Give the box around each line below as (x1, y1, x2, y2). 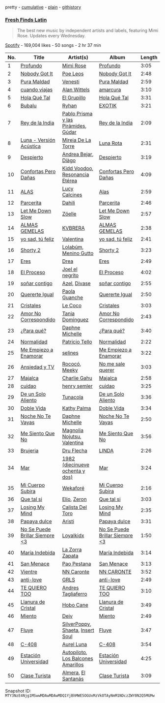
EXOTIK (99, 102, 117, 109)
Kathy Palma (62, 405, 91, 412)
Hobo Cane (62, 602, 88, 609)
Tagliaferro (62, 590, 87, 597)
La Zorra (62, 546, 82, 553)
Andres (62, 584, 79, 591)
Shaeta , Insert (62, 627, 94, 634)
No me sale (99, 361, 125, 367)
